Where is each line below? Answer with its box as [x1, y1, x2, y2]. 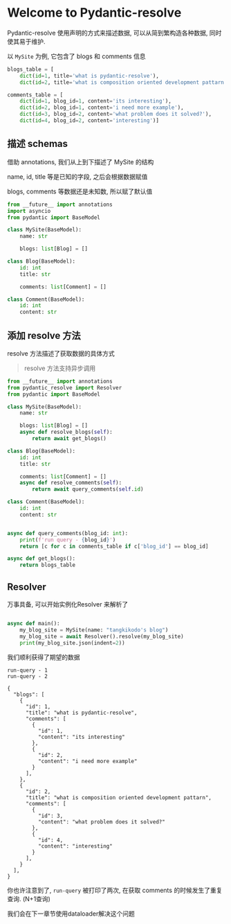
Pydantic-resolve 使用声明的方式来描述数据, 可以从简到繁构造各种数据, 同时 [7, 28, 222, 37]
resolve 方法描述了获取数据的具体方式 [7, 349, 115, 358]
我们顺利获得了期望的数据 [7, 653, 80, 661]
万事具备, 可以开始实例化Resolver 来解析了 [7, 600, 129, 608]
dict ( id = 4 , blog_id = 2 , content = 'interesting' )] [19, 117, 159, 124]
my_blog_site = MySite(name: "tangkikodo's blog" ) [19, 626, 169, 634]
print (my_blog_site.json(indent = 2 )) [19, 639, 126, 646]
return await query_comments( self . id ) [32, 486, 144, 493]
